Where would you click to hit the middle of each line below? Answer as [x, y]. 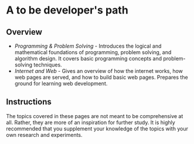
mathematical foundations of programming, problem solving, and [93, 52]
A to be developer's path [67, 10]
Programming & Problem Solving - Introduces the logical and [88, 46]
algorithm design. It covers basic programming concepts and [88, 58]
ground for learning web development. [61, 83]
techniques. [48, 65]
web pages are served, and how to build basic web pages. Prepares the [101, 77]
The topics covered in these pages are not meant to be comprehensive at [95, 116]
